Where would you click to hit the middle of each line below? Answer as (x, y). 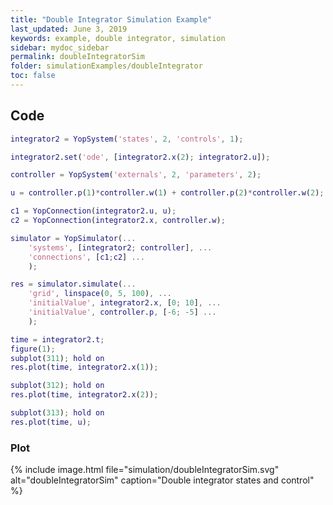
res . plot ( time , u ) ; (51, 422)
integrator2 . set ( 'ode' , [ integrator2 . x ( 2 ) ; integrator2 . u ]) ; (140, 157)
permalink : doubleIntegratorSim (77, 57)
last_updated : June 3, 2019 (69, 29)
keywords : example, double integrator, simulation (118, 38)
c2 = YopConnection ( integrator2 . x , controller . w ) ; (118, 221)
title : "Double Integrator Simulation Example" (111, 19)
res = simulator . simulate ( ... (73, 284)
